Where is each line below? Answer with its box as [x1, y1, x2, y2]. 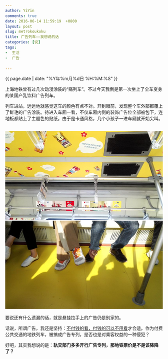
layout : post [5, 24, 32, 29]
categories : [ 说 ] [5, 40, 41, 45]
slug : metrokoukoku [5, 29, 46, 34]
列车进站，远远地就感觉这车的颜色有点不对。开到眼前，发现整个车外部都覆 [5, 103, 158, 109]
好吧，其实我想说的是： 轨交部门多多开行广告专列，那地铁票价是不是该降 [5, 342, 154, 348]
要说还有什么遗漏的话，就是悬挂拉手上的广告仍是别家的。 [5, 315, 123, 321]
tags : [5, 45, 16, 50]
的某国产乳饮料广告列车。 [5, 92, 58, 98]
